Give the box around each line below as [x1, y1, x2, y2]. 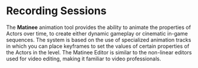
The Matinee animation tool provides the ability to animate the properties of [6, 24, 191, 31]
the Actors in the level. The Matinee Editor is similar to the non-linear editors [6, 48, 192, 56]
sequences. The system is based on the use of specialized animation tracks [6, 36, 191, 43]
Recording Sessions [6, 4, 107, 18]
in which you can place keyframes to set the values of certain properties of [6, 43, 190, 50]
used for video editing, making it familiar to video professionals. [6, 55, 161, 62]
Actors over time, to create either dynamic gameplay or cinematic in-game [6, 30, 188, 37]
